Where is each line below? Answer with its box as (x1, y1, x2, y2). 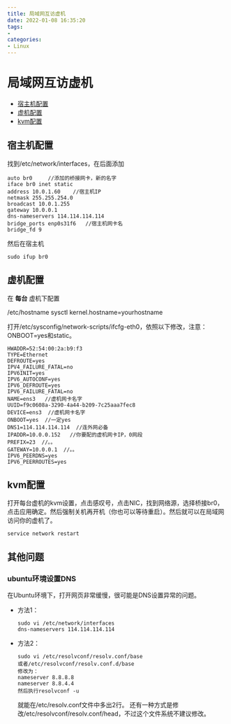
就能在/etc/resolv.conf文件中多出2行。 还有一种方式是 (17, 701, 173, 709)
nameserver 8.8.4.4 (17, 680, 75, 688)
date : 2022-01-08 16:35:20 (7, 17, 86, 24)
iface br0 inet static (7, 180, 73, 187)
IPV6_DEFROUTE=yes (7, 382, 61, 389)
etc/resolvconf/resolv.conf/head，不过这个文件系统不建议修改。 (25, 709, 211, 718)
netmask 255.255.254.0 (7, 194, 73, 201)
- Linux (7, 43, 30, 50)
